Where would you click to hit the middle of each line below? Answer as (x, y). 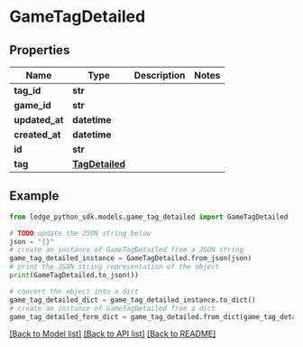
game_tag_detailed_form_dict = (68, 317)
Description (160, 75)
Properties (40, 50)
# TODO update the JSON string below (80, 233)
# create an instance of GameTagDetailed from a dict (113, 308)
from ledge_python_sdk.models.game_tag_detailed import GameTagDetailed (149, 217)
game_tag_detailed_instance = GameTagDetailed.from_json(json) (131, 258)
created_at (37, 135)
